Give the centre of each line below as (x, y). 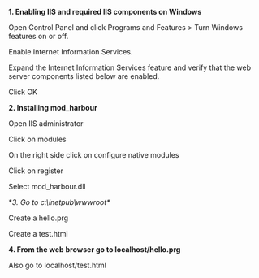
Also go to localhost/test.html (58, 265)
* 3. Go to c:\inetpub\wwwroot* (60, 202)
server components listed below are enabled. (84, 76)
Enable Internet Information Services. (71, 52)
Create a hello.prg (39, 218)
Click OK (23, 92)
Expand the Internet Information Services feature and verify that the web (130, 67)
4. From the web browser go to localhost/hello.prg (95, 250)
